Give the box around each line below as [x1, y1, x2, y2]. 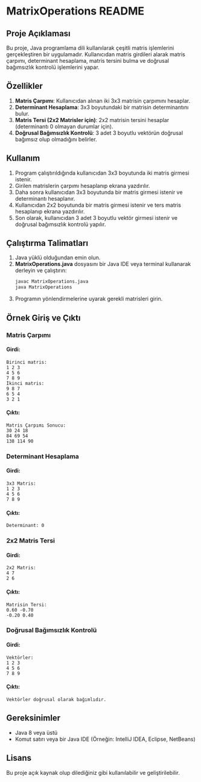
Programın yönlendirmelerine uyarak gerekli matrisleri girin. [14, 295, 163, 303]
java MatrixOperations [14, 284, 72, 291]
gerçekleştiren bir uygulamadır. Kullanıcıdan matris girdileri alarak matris [6, 51, 185, 58]
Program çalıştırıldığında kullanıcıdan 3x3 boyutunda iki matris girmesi [14, 169, 190, 176]
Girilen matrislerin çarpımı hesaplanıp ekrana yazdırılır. [14, 182, 150, 189]
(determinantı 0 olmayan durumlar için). [14, 123, 113, 130]
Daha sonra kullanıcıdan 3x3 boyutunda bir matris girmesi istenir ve [14, 189, 183, 196]
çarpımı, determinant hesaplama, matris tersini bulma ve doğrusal [6, 57, 169, 64]
